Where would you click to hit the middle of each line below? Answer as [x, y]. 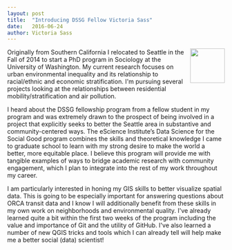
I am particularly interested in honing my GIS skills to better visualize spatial [115, 189]
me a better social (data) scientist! [56, 240]
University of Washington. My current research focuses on [90, 67]
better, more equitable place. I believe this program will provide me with [109, 154]
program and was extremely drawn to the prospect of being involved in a [111, 117]
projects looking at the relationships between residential [87, 89]
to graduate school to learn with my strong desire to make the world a [106, 146]
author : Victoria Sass [40, 33]
